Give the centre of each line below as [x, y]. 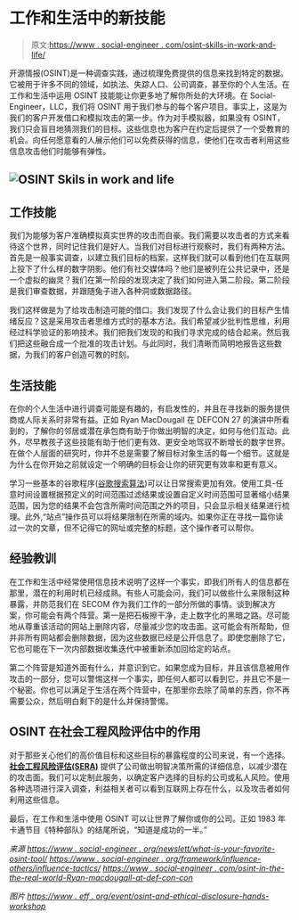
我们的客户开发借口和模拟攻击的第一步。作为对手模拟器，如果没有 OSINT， [147, 118]
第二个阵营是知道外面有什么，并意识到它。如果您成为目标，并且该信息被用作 [149, 667]
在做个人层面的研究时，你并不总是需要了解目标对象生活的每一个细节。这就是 [149, 453]
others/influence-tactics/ [55, 868]
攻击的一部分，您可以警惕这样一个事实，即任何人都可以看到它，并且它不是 [145, 678]
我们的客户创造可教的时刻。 [83, 355]
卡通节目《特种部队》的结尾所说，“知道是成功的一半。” [108, 829]
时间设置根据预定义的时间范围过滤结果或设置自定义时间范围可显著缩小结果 [153, 494]
